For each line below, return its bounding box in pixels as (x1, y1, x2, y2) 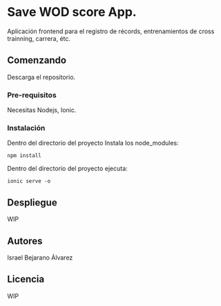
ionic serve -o (7, 178, 51, 185)
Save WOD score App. (7, 4, 137, 20)
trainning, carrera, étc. (7, 34, 71, 42)
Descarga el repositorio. (7, 73, 76, 81)
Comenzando (7, 55, 67, 66)
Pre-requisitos (7, 90, 57, 100)
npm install (7, 152, 41, 159)
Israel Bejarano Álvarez (7, 253, 73, 262)
